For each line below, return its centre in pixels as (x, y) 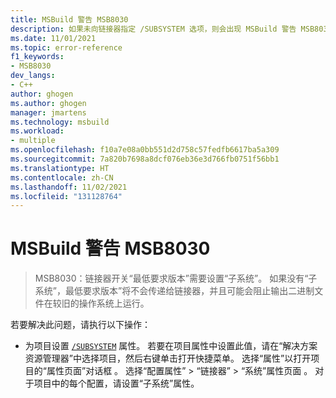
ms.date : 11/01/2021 (53, 38)
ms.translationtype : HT (60, 168)
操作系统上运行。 (114, 303)
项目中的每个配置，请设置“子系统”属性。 (116, 383)
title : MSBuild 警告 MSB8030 (69, 19)
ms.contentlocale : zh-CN (62, 177)
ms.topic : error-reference (66, 47)
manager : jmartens (48, 112)
